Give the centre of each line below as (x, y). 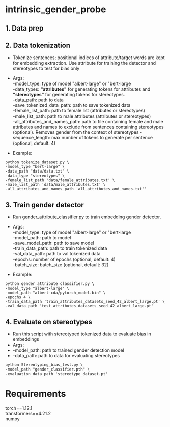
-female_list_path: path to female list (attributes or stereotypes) (79, 111)
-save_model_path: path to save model (53, 243)
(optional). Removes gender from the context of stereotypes (76, 132)
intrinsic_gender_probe (56, 9)
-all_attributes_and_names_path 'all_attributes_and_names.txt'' (76, 189)
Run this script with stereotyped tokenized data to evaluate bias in (82, 334)
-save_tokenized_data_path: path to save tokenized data (72, 105)
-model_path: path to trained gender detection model (68, 350)
